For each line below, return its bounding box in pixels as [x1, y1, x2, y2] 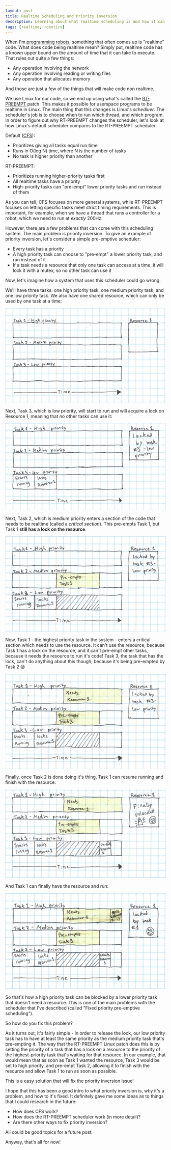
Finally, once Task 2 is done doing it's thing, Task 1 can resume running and [5, 774, 164, 780]
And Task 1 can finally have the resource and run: [5, 883, 109, 889]
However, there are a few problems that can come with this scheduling [5, 225, 154, 231]
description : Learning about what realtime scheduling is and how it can [5, 19, 165, 24]
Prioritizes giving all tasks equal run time [12, 143, 98, 149]
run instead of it [12, 257, 46, 263]
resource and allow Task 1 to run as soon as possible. [5, 1068, 117, 1074]
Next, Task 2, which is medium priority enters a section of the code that [5, 515, 155, 522]
